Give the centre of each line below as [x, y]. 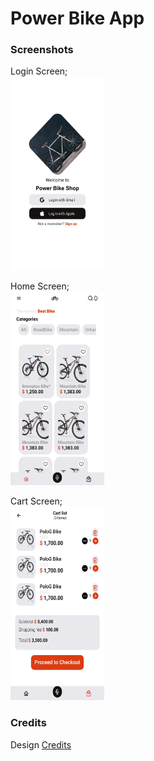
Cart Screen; [36, 501]
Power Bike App [77, 18]
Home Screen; [40, 286]
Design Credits [41, 744]
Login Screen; [39, 71]
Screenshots [42, 50]
